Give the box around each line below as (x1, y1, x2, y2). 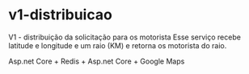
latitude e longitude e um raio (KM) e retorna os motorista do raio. (8, 40, 227, 50)
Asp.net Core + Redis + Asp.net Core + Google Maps (8, 56, 185, 66)
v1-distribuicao (8, 6, 113, 24)
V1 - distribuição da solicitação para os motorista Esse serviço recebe (8, 32, 241, 42)
